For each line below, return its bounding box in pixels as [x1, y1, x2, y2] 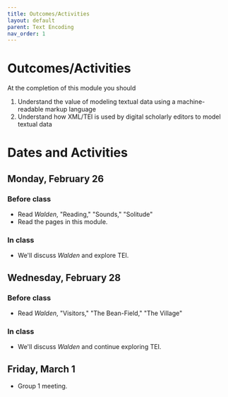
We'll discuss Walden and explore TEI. [17, 251, 129, 260]
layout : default [7, 17, 55, 24]
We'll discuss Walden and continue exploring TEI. [17, 343, 162, 351]
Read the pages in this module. [17, 218, 108, 226]
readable [17, 105, 44, 114]
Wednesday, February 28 [7, 271, 121, 283]
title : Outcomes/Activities [7, 10, 90, 18]
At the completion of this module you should [7, 84, 136, 93]
